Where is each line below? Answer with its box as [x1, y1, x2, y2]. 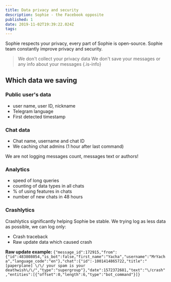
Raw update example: [5, 248, 53, 255]
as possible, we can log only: [5, 223, 66, 229]
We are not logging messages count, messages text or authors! [5, 153, 139, 160]
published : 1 [5, 17, 33, 22]
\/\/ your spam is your [35, 263, 86, 268]
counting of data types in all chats [12, 183, 84, 189]
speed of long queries [12, 177, 60, 184]
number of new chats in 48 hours [12, 194, 83, 200]
